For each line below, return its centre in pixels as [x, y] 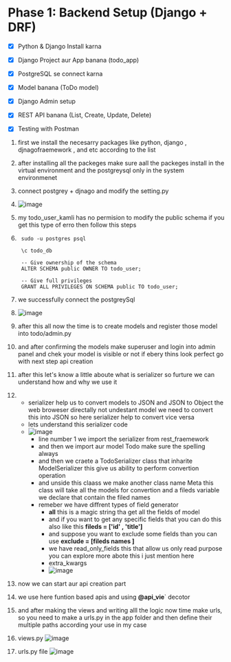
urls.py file [33, 652]
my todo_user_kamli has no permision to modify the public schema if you [121, 218]
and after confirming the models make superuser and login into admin [117, 347]
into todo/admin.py [44, 334]
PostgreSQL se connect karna [60, 74]
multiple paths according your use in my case [82, 625]
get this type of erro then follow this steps [77, 225]
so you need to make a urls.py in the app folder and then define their [115, 618]
